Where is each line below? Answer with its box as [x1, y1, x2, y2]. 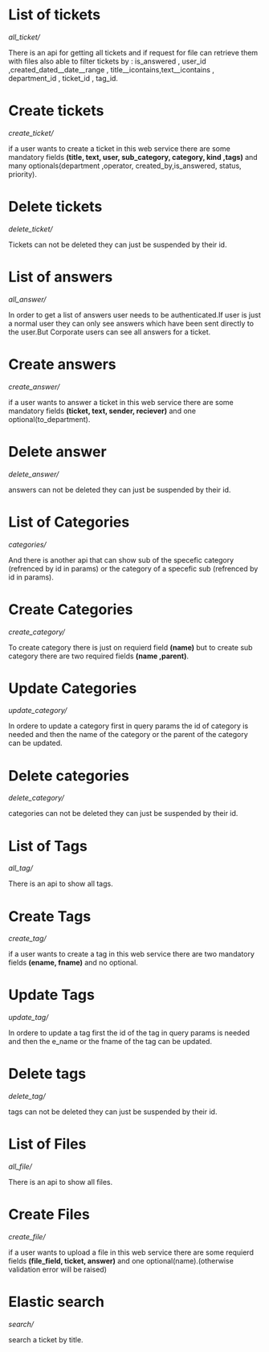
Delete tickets [8, 198, 103, 216]
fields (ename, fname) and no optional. [8, 958, 138, 968]
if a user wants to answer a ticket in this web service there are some [8, 397, 234, 407]
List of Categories [8, 513, 130, 531]
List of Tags [8, 837, 88, 855]
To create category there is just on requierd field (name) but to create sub [8, 642, 253, 652]
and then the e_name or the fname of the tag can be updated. [8, 1037, 213, 1047]
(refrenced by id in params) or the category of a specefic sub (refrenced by [8, 563, 259, 573]
